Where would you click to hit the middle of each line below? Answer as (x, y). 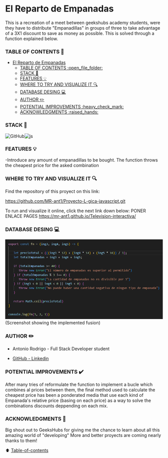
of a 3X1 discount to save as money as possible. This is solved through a (80, 33)
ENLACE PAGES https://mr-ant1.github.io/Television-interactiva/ (71, 216)
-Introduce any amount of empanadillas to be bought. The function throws (82, 160)
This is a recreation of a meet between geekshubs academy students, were (83, 23)
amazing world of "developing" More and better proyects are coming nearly (83, 435)
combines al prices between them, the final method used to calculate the (80, 390)
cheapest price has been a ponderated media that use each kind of (74, 395)
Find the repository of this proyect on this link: (52, 192)
